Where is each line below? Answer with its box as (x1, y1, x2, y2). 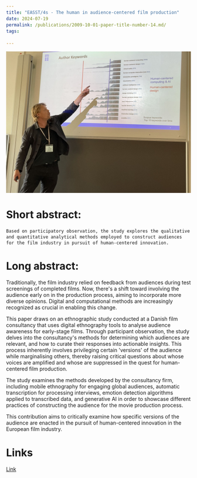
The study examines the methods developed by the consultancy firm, (6, 376, 174, 383)
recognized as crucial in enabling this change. (6, 303, 117, 311)
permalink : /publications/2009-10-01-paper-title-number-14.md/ (6, 22, 167, 28)
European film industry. (6, 425, 63, 432)
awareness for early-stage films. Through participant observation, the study (6, 327, 189, 335)
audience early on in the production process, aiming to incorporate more (6, 291, 182, 298)
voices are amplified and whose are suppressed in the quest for (6, 359, 160, 366)
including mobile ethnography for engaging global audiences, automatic (6, 383, 180, 390)
